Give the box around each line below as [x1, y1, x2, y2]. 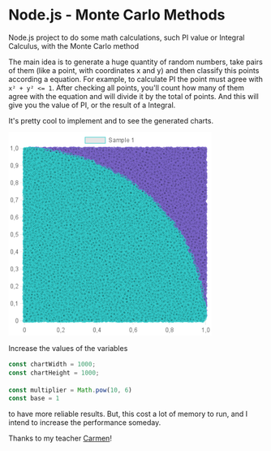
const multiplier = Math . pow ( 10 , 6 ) [8, 386, 132, 394]
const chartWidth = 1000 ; [8, 360, 96, 368]
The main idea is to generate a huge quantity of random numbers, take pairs [8, 57, 264, 67]
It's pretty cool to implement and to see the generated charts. [8, 115, 213, 125]
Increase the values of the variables [8, 343, 128, 353]
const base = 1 [8, 394, 60, 403]
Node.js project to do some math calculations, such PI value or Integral [8, 33, 245, 42]
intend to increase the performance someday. [8, 418, 161, 427]
